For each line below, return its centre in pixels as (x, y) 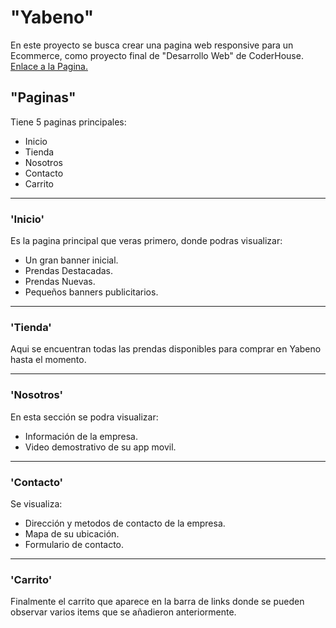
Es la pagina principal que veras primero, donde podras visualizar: (146, 241)
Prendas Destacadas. (68, 271)
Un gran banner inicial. (71, 260)
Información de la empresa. (81, 436)
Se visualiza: (36, 503)
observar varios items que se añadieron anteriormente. (123, 612)
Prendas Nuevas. (60, 282)
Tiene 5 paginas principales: (68, 122)
